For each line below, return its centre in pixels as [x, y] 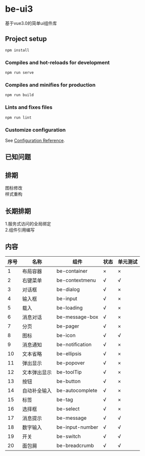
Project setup [26, 39]
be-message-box [78, 317]
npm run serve [20, 73]
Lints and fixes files [29, 107]
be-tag [65, 399]
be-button [69, 381]
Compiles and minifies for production [50, 85]
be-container [72, 271]
